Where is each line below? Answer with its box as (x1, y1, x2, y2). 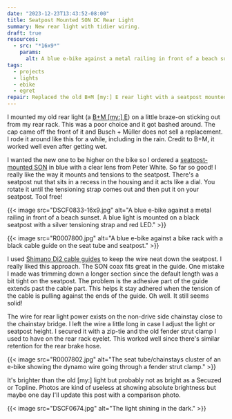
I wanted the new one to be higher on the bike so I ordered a (7, 156, 180, 163)
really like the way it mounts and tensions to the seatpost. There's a (7, 170, 199, 179)
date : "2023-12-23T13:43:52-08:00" (7, 10, 110, 17)
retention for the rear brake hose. (7, 342, 101, 350)
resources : (7, 36, 39, 43)
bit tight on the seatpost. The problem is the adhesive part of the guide (7, 277, 209, 285)
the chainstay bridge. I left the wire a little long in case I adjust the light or (7, 320, 215, 328)
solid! (7, 299, 23, 307)
